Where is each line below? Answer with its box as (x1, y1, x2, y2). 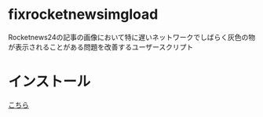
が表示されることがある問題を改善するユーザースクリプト (8, 42, 194, 52)
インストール (8, 73, 91, 91)
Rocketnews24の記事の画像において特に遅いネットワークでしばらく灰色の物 (8, 32, 256, 42)
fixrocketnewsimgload (8, 5, 159, 24)
